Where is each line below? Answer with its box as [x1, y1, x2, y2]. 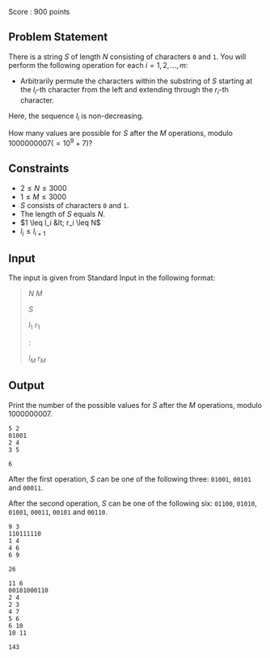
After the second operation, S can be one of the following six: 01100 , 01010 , [8, 498, 257, 508]
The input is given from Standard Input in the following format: [8, 273, 216, 282]
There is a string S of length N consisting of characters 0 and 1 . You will [8, 52, 247, 62]
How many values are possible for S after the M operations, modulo [8, 129, 233, 138]
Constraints [8, 162, 70, 176]
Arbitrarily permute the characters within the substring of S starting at [19, 76, 253, 86]
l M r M [27, 354, 46, 365]
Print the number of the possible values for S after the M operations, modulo [8, 400, 263, 410]
